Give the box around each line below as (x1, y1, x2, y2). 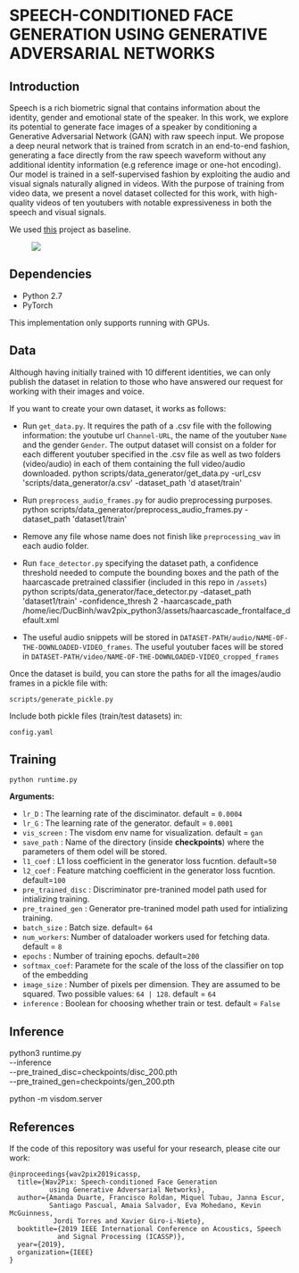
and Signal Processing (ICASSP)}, (56, 1233, 186, 1242)
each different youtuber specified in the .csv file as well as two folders (21, 448, 281, 460)
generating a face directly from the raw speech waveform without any (9, 150, 267, 161)
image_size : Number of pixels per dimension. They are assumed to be (21, 979, 281, 990)
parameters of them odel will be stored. (21, 846, 168, 857)
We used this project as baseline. (9, 224, 131, 235)
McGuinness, (9, 1209, 54, 1219)
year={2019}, (17, 1240, 66, 1250)
